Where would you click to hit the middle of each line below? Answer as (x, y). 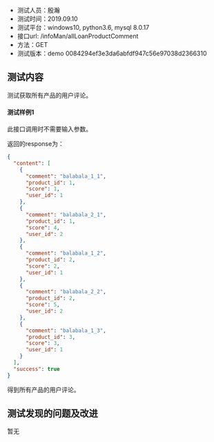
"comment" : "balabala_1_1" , (66, 176)
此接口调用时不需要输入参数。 (49, 129)
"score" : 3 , (42, 343)
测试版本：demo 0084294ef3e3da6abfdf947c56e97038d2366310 (112, 53)
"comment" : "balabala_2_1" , (66, 214)
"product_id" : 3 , (50, 337)
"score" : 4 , (42, 228)
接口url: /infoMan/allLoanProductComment (78, 36)
